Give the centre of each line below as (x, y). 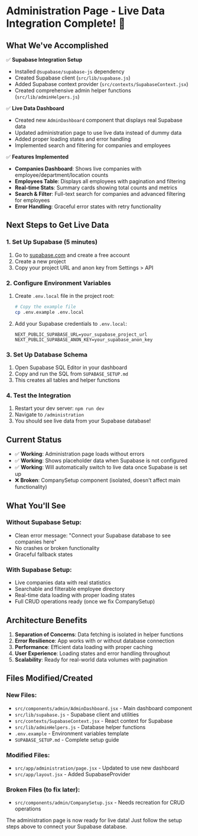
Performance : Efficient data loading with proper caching (84, 647)
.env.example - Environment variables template (72, 733)
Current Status (34, 439)
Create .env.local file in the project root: (64, 295)
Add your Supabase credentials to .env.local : (71, 323)
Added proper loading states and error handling (73, 139)
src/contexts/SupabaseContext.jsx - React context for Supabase (94, 721)
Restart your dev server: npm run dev (59, 408)
